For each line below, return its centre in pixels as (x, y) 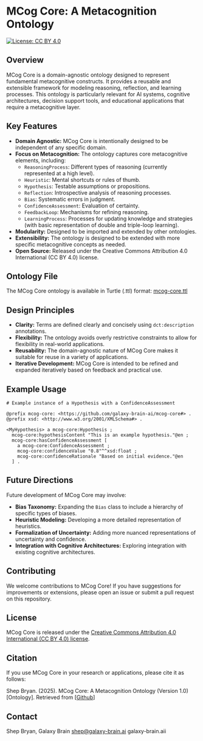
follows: (16, 679)
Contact (22, 716)
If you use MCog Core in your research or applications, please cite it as (95, 673)
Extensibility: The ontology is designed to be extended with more (98, 238)
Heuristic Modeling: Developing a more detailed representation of (98, 520)
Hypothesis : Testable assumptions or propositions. (87, 186)
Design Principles (40, 310)
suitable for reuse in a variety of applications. (72, 357)
